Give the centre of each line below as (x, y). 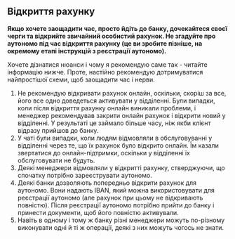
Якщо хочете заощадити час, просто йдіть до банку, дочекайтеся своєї (117, 28)
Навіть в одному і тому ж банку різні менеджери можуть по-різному (121, 220)
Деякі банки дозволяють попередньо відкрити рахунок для (107, 183)
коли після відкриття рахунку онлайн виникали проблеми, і (107, 108)
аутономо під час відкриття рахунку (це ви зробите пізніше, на (105, 43)
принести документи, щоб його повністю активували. (98, 212)
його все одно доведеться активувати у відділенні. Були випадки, (116, 101)
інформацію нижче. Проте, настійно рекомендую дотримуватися (105, 72)
